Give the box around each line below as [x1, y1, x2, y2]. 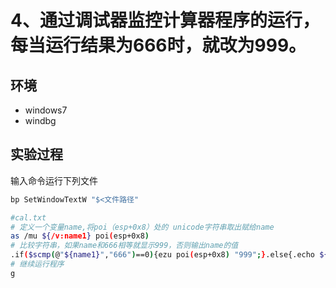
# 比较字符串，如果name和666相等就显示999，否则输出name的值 [10, 241, 239, 251]
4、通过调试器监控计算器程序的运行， [10, 9, 320, 32]
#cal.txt [10, 212, 47, 223]
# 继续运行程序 [10, 259, 65, 270]
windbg [24, 115, 57, 126]
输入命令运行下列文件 [10, 174, 98, 186]
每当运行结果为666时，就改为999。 [10, 34, 307, 57]
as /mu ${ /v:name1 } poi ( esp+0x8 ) [10, 231, 150, 241]
